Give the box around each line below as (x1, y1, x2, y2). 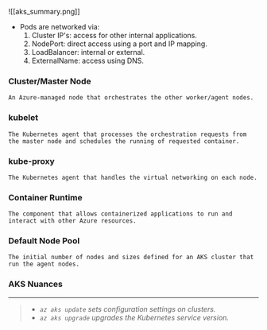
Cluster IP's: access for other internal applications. (31, 31, 197, 40)
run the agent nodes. (8, 260, 80, 269)
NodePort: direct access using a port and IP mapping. (31, 39, 208, 49)
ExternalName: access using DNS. (31, 56, 145, 65)
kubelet (8, 112, 38, 123)
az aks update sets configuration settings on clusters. (39, 304, 216, 313)
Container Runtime (8, 192, 83, 203)
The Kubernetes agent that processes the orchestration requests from (8, 130, 247, 138)
